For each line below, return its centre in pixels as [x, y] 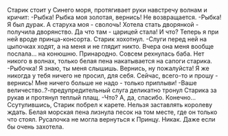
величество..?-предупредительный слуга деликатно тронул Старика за [112, 90]
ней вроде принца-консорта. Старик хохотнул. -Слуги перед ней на [107, 39]
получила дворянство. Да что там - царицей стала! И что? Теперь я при [113, 32]
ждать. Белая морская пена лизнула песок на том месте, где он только [112, 112]
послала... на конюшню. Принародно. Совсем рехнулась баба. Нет [106, 54]
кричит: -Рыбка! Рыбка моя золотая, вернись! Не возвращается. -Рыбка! [114, 17]
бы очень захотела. [35, 127]
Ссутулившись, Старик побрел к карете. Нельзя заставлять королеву [110, 105]
